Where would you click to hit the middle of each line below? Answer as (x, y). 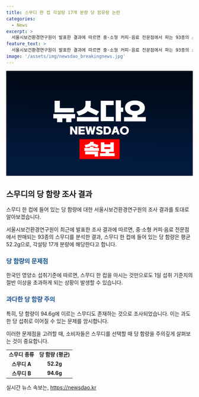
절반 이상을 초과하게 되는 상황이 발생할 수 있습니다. (65, 282)
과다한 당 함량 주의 (31, 300)
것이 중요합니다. (31, 341)
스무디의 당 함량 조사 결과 (49, 194)
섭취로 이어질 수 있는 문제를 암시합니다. (64, 321)
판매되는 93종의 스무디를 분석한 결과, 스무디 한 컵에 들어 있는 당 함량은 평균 (104, 237)
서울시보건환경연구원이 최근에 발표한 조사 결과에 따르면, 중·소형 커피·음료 (90, 230)
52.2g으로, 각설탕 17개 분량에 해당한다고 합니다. (62, 244)
